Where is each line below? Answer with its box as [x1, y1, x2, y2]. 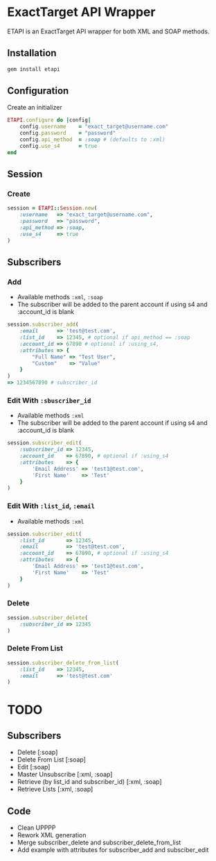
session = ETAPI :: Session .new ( [7, 205, 98, 212]
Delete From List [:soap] [17, 755, 87, 764]
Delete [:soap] [17, 748, 58, 757]
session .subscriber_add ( [7, 321, 79, 328]
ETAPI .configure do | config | [7, 117, 91, 124]
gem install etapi [7, 65, 60, 73]
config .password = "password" [19, 130, 116, 137]
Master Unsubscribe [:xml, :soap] [17, 770, 113, 778]
